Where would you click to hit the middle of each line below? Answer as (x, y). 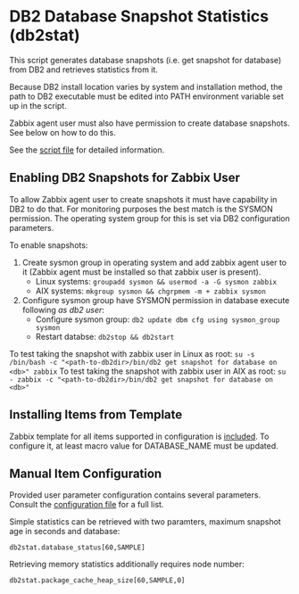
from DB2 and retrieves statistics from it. (84, 70)
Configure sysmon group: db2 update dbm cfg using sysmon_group (158, 319)
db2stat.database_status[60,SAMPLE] (77, 548)
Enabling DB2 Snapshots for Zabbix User (125, 178)
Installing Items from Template (96, 415)
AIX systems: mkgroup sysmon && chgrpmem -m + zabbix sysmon (150, 291)
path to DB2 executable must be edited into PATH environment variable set (146, 96)
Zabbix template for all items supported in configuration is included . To (139, 436)
